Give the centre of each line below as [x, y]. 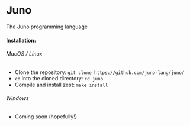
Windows [18, 98]
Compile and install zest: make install [61, 85]
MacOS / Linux [24, 54]
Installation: [21, 40]
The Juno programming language [47, 27]
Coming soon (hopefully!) [46, 117]
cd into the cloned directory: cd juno [59, 78]
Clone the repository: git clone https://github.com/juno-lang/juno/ [99, 72]
